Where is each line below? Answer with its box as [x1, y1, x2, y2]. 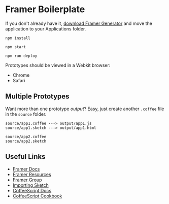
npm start [5, 44, 26, 49]
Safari [12, 77, 25, 83]
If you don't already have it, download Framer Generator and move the [5, 20, 152, 26]
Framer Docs [12, 166, 40, 172]
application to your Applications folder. [5, 25, 86, 31]
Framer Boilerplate [5, 4, 85, 15]
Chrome [12, 72, 30, 78]
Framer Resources [12, 171, 52, 177]
